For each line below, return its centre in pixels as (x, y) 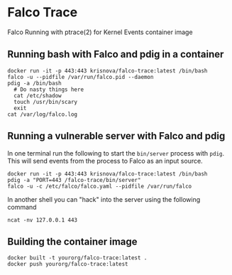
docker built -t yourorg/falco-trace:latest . (77, 258)
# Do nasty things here (49, 90)
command (22, 207)
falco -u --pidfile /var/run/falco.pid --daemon (81, 77)
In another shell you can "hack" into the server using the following (104, 199)
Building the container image (72, 241)
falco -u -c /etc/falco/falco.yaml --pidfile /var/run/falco (100, 186)
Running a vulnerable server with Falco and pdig (116, 136)
